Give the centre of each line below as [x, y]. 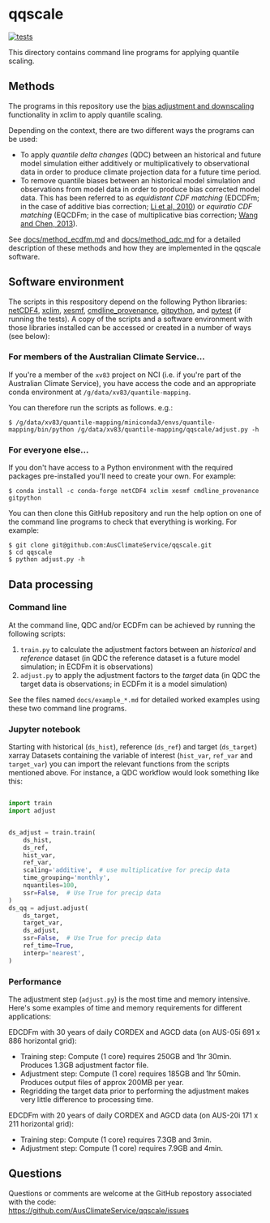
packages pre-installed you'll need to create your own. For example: [122, 476]
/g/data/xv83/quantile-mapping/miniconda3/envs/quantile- [116, 423]
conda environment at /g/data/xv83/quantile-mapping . [100, 392]
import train [30, 804]
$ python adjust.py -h [47, 560]
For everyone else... [49, 449]
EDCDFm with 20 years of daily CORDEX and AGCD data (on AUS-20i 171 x [133, 1115]
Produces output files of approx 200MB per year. [102, 1082]
